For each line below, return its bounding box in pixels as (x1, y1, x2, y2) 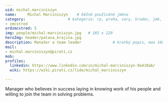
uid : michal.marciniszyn (5, 7, 57, 12)
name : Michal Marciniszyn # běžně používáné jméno (5, 12, 128, 17)
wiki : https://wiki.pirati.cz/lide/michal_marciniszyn (9, 68, 126, 73)
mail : (5, 44, 16, 49)
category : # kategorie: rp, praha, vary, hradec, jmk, (5, 16, 162, 21)
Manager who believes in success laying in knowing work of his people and (5, 86, 161, 91)
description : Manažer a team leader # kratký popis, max (5, 40, 155, 45)
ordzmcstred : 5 (5, 26, 37, 31)
